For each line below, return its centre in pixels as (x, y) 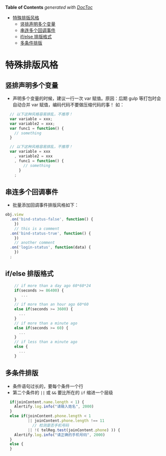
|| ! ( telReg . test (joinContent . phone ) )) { (74, 430)
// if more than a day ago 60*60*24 (53, 286)
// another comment (35, 243)
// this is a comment (37, 229)
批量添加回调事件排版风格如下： (46, 205)
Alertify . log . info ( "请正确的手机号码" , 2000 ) (60, 435)
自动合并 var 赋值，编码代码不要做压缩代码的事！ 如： (68, 105)
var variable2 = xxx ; (32, 124)
